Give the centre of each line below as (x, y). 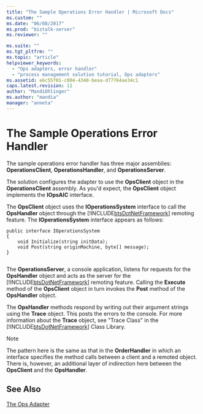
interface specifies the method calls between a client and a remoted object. (102, 357)
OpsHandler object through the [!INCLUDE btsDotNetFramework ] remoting (100, 213)
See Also (24, 389)
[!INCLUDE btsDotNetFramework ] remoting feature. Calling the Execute (96, 282)
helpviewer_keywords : (34, 63)
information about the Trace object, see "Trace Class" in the (82, 320)
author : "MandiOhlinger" (38, 92)
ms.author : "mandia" (33, 98)
